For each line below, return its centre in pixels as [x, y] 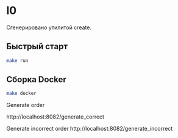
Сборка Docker [37, 80]
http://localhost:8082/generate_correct [55, 117]
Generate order [26, 105]
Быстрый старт [37, 47]
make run [17, 60]
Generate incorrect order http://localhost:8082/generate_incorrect [90, 129]
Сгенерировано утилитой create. [49, 27]
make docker [21, 94]
